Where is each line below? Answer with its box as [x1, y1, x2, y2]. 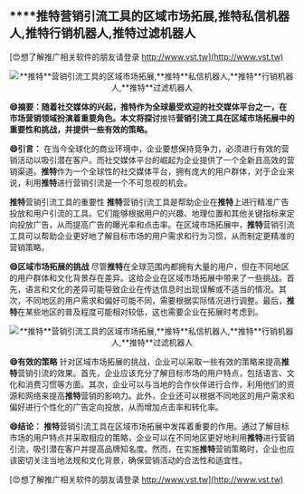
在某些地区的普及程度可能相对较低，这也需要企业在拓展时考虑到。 [17, 306, 263, 317]
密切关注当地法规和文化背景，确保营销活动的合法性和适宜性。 [16, 454, 247, 465]
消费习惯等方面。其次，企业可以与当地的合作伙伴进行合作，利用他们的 [24, 379, 287, 390]
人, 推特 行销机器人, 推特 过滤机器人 [9, 25, 196, 41]
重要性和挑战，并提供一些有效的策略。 [9, 123, 152, 134]
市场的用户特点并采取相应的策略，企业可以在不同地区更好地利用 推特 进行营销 [9, 431, 295, 442]
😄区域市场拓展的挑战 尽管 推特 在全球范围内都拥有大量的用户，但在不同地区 [9, 261, 290, 272]
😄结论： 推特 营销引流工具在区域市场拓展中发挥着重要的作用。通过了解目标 [9, 421, 290, 431]
